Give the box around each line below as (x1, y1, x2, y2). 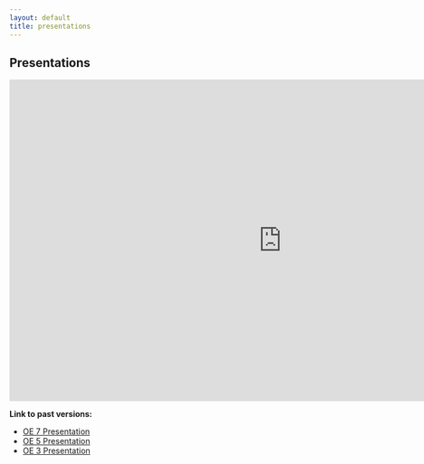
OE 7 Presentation (22, 426, 91, 437)
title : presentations (9, 22, 92, 31)
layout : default (9, 13, 71, 23)
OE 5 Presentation (22, 436, 91, 447)
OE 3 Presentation (22, 445, 91, 457)
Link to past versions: (9, 409, 92, 420)
